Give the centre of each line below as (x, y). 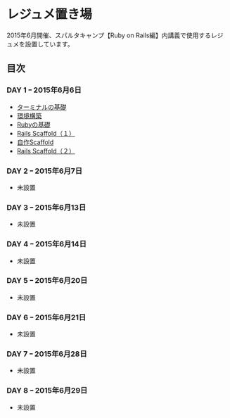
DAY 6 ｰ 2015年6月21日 (46, 317)
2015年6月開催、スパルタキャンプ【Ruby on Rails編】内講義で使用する (109, 35)
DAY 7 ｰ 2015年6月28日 (47, 354)
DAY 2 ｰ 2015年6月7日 (44, 171)
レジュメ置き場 (50, 14)
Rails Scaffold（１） (46, 133)
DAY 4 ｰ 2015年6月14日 (47, 244)
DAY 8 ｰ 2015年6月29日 (47, 391)
